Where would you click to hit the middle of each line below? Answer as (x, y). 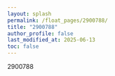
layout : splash (29, 14)
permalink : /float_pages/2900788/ (58, 20)
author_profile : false (40, 33)
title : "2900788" (33, 27)
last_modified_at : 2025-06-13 (52, 40)
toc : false (23, 46)
